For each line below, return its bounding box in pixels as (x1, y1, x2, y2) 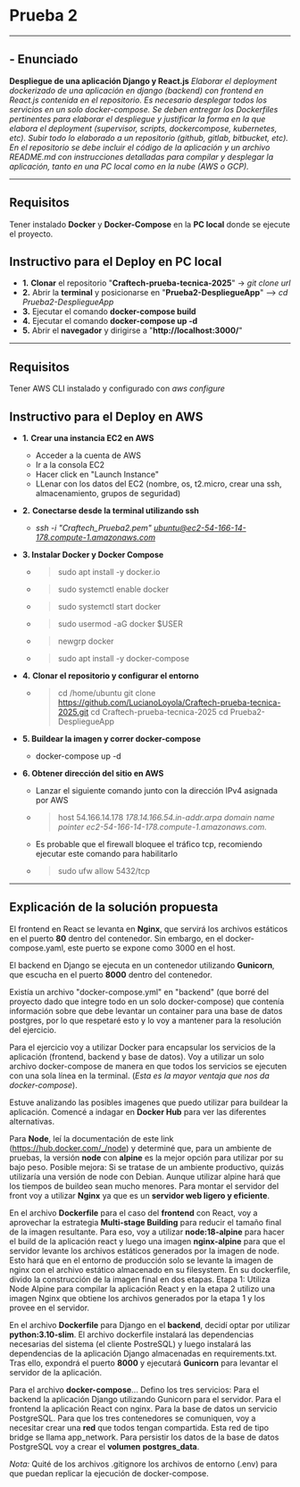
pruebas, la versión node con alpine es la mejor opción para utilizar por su (9, 1152, 284, 1163)
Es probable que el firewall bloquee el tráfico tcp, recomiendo (35, 839, 263, 849)
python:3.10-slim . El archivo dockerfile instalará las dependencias (9, 1329, 254, 1340)
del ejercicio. (9, 1024, 57, 1035)
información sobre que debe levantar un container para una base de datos (9, 1005, 283, 1016)
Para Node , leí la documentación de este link (9, 1133, 174, 1143)
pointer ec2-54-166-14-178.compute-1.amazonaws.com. (57, 822, 268, 832)
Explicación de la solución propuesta (9, 900, 219, 915)
